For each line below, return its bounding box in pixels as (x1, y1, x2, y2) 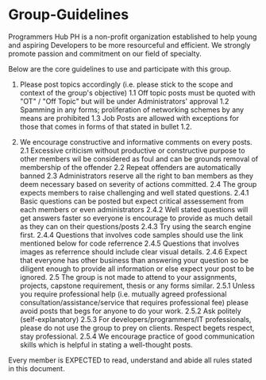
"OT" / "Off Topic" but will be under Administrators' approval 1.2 (19, 96, 229, 106)
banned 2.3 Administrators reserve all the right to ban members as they (19, 171, 254, 180)
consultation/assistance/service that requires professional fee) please (19, 297, 249, 307)
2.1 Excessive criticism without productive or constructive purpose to (19, 145, 245, 155)
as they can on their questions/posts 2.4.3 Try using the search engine (19, 221, 252, 231)
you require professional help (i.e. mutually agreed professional (19, 289, 227, 299)
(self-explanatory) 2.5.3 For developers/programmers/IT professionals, (19, 314, 252, 324)
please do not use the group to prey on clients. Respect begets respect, (19, 323, 255, 332)
